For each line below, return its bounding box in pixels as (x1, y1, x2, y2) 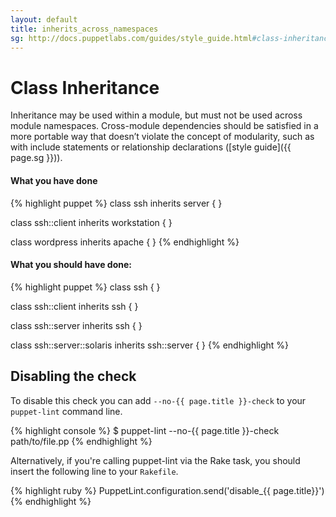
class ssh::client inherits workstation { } (10, 216, 173, 228)
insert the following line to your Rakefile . (10, 465, 179, 477)
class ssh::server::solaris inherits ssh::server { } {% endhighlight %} (10, 339, 290, 351)
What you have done (10, 174, 98, 186)
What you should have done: (10, 259, 132, 271)
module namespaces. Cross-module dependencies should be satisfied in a (10, 120, 319, 132)
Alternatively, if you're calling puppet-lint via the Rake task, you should (10, 454, 301, 466)
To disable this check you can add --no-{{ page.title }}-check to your (10, 394, 307, 406)
